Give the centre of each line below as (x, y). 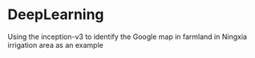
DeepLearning (56, 15)
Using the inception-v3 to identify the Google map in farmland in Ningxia (127, 37)
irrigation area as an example (55, 44)
